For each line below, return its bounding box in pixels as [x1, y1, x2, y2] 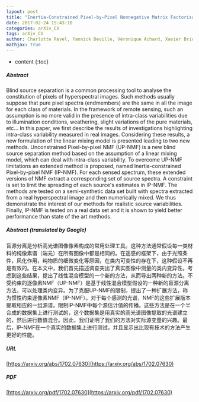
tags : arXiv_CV [6, 31, 44, 37]
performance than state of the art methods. [6, 213, 112, 220]
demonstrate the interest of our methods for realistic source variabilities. [6, 200, 183, 207]
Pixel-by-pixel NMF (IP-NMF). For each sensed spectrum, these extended [6, 169, 186, 176]
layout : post [6, 8, 38, 15]
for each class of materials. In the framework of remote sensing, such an [6, 105, 184, 113]
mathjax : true [6, 42, 41, 48]
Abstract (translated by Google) [6, 226, 87, 233]
